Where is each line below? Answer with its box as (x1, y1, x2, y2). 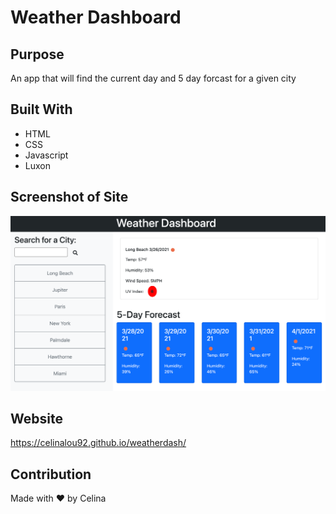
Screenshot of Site (10, 189, 129, 206)
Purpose (10, 46, 65, 63)
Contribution (10, 466, 92, 483)
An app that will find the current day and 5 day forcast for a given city (10, 72, 297, 84)
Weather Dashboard (10, 6, 182, 29)
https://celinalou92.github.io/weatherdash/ (10, 437, 187, 449)
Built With (10, 101, 73, 118)
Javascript (24, 149, 69, 161)
